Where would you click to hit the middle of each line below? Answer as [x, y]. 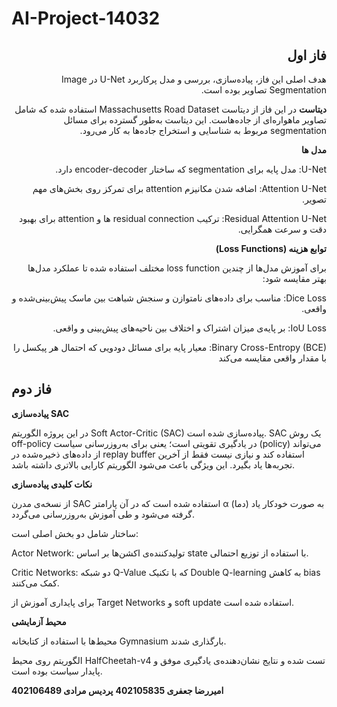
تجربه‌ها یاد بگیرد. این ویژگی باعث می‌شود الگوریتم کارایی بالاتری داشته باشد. [153, 464]
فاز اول [307, 55]
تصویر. [314, 199]
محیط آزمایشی [39, 621]
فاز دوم [32, 389]
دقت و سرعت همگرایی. [282, 229]
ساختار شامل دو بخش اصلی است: [75, 533]
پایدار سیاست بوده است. [57, 671]
